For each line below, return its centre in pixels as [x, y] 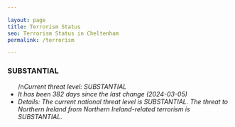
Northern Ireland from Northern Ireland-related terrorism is [104, 109]
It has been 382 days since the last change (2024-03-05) [103, 94]
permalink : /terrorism [41, 40]
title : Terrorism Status [44, 27]
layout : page [27, 20]
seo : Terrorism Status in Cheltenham [63, 33]
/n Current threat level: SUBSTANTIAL [72, 87]
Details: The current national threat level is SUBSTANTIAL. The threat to [123, 101]
